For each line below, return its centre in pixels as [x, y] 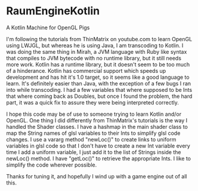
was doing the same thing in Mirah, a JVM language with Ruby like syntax [97, 51]
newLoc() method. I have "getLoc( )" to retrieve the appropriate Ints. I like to [99, 158]
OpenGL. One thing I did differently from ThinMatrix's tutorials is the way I [97, 120]
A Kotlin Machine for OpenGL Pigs [48, 27]
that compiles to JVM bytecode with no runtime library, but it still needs [94, 58]
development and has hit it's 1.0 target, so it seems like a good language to [98, 77]
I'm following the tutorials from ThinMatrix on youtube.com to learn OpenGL [99, 39]
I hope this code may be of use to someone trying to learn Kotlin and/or [94, 114]
